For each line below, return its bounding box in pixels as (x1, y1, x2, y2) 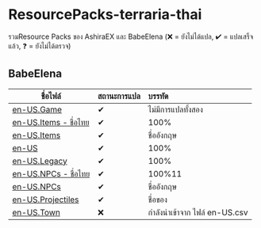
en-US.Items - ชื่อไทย (12, 116, 90, 127)
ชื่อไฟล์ (40, 90, 62, 101)
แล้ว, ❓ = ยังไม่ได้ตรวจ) (8, 41, 71, 51)
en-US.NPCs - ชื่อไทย (12, 168, 90, 179)
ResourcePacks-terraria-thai (8, 6, 202, 24)
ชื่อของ (148, 194, 168, 205)
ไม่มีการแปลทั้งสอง (148, 104, 204, 115)
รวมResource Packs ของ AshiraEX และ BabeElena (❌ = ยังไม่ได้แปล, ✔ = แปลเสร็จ (8, 32, 254, 41)
